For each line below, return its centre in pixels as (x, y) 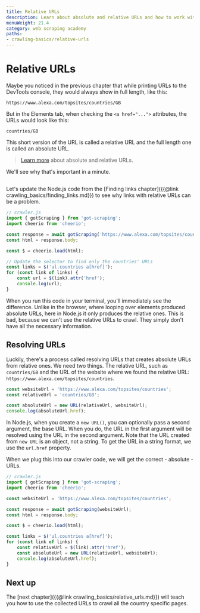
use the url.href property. (39, 448)
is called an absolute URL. (38, 148)
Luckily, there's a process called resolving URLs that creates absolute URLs (99, 359)
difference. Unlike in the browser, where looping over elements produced (96, 307)
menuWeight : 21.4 (28, 23)
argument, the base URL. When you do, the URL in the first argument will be (99, 429)
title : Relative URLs (33, 12)
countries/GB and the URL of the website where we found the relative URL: (98, 372)
